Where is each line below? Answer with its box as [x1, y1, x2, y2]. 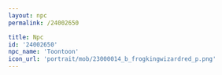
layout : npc [8, 11, 47, 20]
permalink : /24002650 [8, 19, 80, 27]
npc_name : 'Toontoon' [8, 48, 80, 56]
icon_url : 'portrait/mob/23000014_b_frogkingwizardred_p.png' [8, 55, 216, 63]
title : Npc [8, 33, 44, 41]
